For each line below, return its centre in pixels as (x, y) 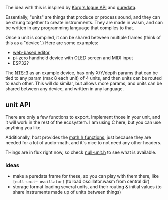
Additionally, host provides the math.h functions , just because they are (78, 137)
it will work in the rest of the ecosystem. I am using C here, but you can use (83, 122)
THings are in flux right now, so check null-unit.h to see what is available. (81, 152)
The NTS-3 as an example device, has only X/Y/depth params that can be (82, 73)
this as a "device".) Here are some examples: (52, 43)
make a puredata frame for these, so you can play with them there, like (86, 176)
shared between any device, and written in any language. (65, 89)
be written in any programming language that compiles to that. (70, 28)
